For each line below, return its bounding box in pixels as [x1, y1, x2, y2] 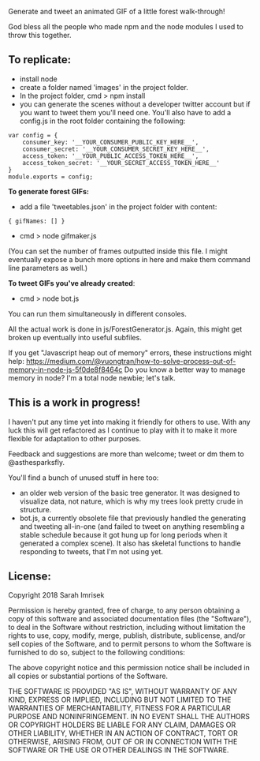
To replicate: [8, 53, 72, 66]
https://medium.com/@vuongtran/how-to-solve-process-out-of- [26, 356, 236, 366]
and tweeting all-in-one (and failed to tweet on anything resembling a [19, 521, 245, 531]
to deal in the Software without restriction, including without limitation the [8, 623, 246, 632]
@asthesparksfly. [8, 457, 65, 467]
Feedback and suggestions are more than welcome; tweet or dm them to [8, 449, 244, 459]
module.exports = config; [8, 173, 93, 181]
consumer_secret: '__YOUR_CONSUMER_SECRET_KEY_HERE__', [22, 145, 210, 153]
